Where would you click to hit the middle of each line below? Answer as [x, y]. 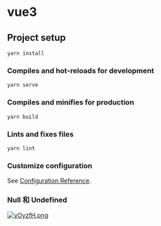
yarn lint [21, 148]
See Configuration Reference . [49, 181]
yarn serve [23, 85]
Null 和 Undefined [37, 200]
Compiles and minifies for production [71, 102]
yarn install [26, 53]
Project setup [37, 38]
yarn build [23, 117]
